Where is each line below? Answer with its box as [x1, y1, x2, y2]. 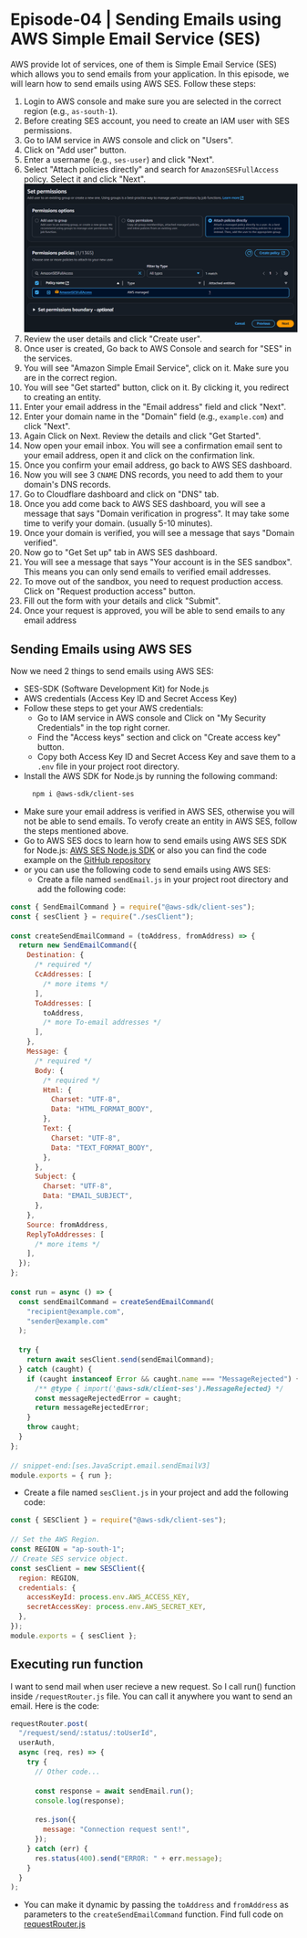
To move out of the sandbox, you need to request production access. [23, 576, 283, 587]
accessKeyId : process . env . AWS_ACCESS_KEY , [26, 1593, 190, 1602]
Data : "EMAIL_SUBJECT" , [43, 1192, 133, 1201]
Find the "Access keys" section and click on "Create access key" [36, 732, 281, 743]
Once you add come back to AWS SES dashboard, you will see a [23, 499, 266, 510]
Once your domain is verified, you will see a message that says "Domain [23, 528, 295, 539]
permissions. [23, 124, 72, 136]
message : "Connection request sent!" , [43, 1825, 190, 1835]
